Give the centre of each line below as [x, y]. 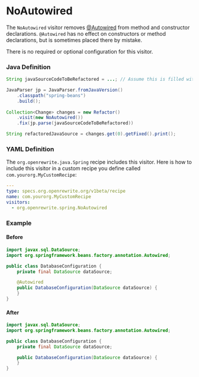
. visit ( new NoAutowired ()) [50, 118]
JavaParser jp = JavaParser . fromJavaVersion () [65, 90]
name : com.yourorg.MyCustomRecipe [49, 197]
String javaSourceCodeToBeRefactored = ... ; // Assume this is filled [95, 79]
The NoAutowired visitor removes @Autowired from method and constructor [98, 27]
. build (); [29, 101]
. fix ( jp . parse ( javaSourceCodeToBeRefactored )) [75, 123]
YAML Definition [30, 149]
